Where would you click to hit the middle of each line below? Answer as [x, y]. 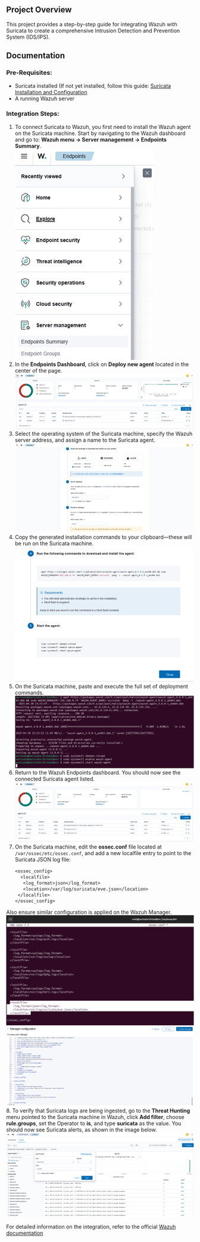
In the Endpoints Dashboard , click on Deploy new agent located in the [102, 364]
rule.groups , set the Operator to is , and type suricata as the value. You [94, 1123]
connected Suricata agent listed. [55, 779]
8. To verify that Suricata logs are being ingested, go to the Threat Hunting [98, 1111]
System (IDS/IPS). [28, 37]
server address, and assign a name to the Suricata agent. [85, 440]
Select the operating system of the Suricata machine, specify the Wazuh [104, 434]
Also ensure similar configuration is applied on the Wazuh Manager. [89, 912]
